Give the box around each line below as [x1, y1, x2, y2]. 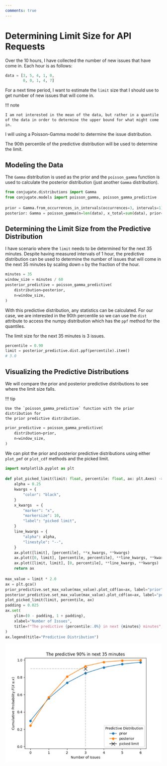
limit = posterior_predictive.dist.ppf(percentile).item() [5, 348, 130, 353]
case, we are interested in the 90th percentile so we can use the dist [5, 312, 147, 318]
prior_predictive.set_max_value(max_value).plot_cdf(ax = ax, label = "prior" [5, 587, 164, 592]
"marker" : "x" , [23, 508, 55, 513]
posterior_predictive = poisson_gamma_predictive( [5, 282, 112, 287]
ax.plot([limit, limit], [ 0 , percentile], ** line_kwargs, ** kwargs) [14, 561, 159, 566]
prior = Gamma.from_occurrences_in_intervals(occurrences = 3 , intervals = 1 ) [5, 205, 164, 210]
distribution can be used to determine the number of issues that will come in [5, 256, 162, 262]
